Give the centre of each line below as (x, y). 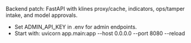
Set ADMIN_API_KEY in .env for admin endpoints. (76, 27)
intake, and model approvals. (42, 15)
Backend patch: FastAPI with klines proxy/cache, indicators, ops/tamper (95, 9)
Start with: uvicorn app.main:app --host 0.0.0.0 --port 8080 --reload (100, 33)
